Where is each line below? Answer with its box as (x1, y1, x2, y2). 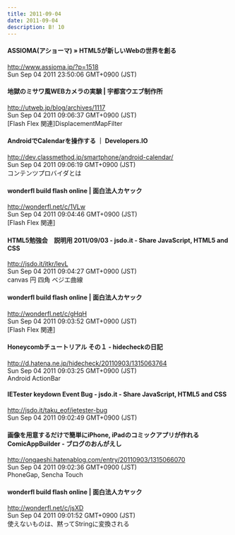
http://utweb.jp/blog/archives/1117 (7, 103, 106, 112)
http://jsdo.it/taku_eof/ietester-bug (7, 406, 108, 414)
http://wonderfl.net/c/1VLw (7, 202, 86, 211)
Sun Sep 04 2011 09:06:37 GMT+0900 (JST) (7, 110, 137, 119)
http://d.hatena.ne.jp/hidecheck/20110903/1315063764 (7, 359, 167, 367)
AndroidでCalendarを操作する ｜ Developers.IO (7, 137, 148, 145)
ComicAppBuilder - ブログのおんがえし (7, 439, 122, 448)
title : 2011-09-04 (7, 10, 61, 18)
